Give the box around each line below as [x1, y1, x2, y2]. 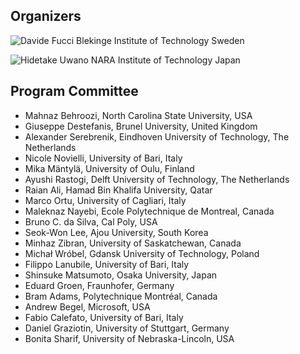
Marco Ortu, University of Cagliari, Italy [24, 194, 187, 206]
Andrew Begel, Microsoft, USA [24, 300, 151, 313]
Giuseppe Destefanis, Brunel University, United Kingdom [24, 120, 258, 132]
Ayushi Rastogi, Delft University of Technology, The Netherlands [24, 173, 290, 185]
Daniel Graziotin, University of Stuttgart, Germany [24, 322, 230, 334]
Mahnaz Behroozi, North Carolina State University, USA [24, 109, 253, 121]
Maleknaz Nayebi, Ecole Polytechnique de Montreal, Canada [24, 205, 275, 217]
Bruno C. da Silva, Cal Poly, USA [24, 215, 158, 228]
